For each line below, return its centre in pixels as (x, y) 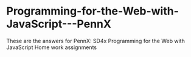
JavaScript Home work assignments (52, 47)
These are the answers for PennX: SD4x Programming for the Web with (96, 41)
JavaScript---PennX (59, 24)
